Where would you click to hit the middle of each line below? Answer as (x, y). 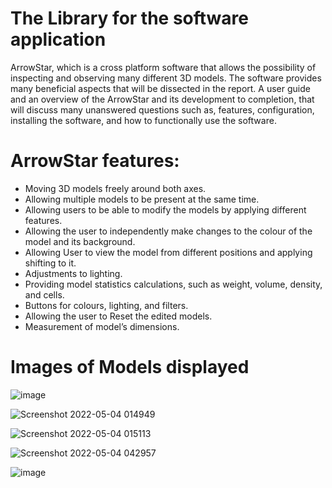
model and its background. (80, 241)
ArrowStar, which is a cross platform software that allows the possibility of (163, 67)
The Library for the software (130, 18)
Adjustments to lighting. (73, 273)
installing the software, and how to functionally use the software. (143, 120)
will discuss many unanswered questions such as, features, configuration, (162, 109)
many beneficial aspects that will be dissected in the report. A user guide (160, 88)
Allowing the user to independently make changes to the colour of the (168, 231)
